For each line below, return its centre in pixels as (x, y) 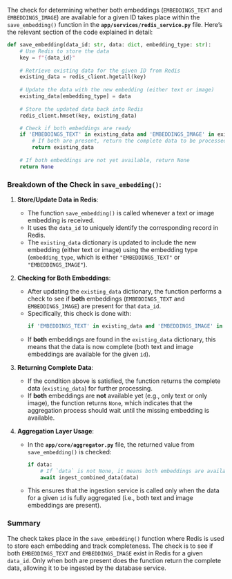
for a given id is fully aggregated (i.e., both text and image (110, 498)
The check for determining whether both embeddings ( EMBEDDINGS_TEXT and (115, 10)
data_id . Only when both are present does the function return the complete (114, 560)
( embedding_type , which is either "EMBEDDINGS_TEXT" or (104, 257)
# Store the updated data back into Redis (81, 109)
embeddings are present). (64, 506)
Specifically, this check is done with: (79, 313)
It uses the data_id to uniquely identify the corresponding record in (123, 227)
